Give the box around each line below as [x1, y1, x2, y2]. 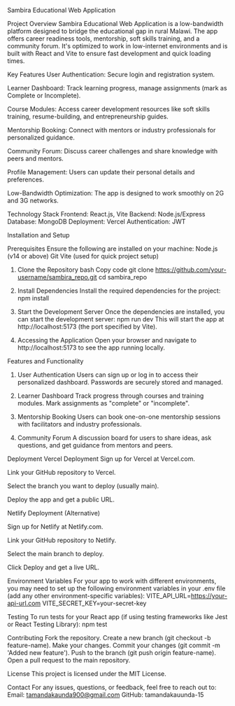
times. [7, 57, 25, 65]
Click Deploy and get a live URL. [7, 563, 100, 572]
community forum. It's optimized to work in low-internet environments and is [7, 42, 228, 50]
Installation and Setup [7, 231, 70, 239]
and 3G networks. [7, 196, 59, 205]
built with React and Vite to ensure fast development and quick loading [7, 49, 211, 57]
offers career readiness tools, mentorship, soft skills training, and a [7, 34, 200, 43]
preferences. [7, 175, 44, 184]
